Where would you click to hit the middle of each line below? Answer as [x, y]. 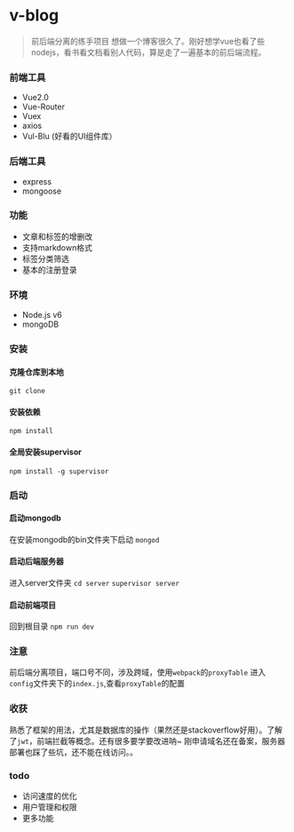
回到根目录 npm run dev [52, 626]
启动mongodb [36, 518]
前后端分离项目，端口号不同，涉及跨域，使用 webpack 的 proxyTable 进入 [138, 672]
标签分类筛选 [45, 258]
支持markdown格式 [57, 247]
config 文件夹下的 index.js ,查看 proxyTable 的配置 [97, 684]
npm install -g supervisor [59, 471]
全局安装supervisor [45, 452]
